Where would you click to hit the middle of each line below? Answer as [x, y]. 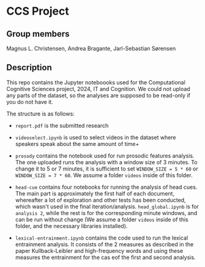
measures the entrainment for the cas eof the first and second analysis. [105, 257]
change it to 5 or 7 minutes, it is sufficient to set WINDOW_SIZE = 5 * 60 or [106, 169]
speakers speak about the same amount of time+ [77, 144]
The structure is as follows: [40, 114]
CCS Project [38, 11]
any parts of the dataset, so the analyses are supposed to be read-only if [99, 95]
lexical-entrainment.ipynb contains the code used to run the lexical [102, 238]
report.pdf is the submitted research [62, 125]
